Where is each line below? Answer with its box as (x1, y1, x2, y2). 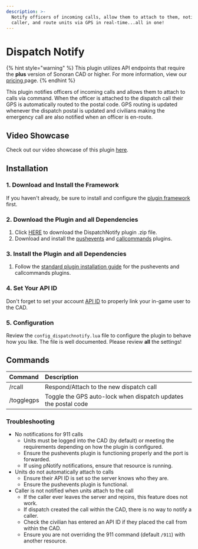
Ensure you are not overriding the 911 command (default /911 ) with (23, 531, 186, 538)
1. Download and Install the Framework (6, 181, 119, 189)
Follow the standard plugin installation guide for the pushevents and (14, 263, 180, 270)
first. (6, 200, 18, 208)
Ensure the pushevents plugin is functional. (23, 481, 128, 488)
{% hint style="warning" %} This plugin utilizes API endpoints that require (6, 64, 186, 71)
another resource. (23, 537, 67, 544)
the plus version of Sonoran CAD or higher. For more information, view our (6, 71, 187, 78)
